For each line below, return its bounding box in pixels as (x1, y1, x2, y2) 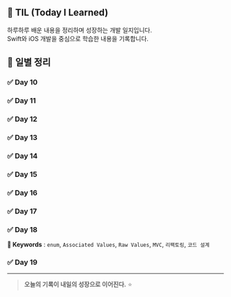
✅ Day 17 (7, 206, 38, 216)
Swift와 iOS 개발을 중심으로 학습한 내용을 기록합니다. (7, 34, 149, 43)
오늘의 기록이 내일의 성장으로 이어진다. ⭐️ (23, 281, 133, 289)
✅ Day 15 (7, 169, 38, 179)
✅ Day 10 (7, 78, 38, 87)
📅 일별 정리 (7, 56, 52, 69)
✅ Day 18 (7, 224, 38, 234)
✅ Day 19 (7, 257, 38, 267)
